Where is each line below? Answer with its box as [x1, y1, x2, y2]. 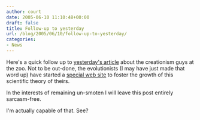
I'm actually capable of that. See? [6, 107, 89, 114]
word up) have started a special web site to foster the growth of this [6, 71, 174, 78]
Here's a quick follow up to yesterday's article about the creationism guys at [6, 58, 194, 66]
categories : [6, 36, 36, 42]
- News [6, 42, 23, 48]
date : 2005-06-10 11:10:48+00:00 [6, 14, 90, 20]
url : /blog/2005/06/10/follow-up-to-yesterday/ [6, 31, 128, 37]
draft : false [6, 20, 39, 26]
